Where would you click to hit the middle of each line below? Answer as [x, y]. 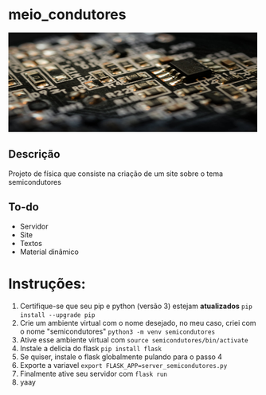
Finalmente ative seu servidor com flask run [94, 373]
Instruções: [47, 284]
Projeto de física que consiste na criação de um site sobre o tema [116, 174]
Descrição [34, 154]
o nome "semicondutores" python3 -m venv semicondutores [117, 331]
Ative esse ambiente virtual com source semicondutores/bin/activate [134, 339]
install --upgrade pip [57, 315]
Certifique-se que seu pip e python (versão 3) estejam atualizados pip [136, 306]
